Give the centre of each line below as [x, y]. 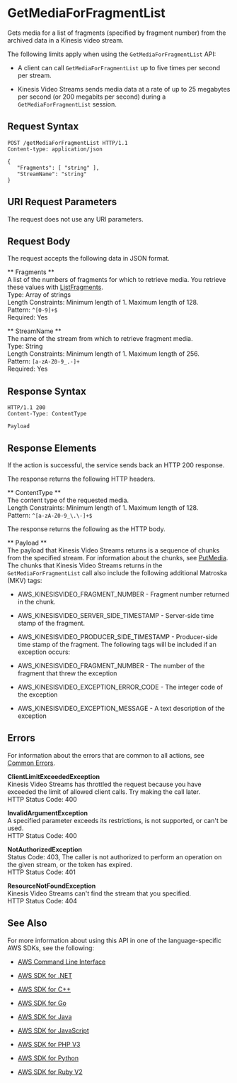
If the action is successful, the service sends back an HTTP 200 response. [116, 465]
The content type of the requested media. [68, 500]
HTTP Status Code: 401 [41, 872]
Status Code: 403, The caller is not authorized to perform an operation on [115, 856]
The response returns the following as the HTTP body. [86, 529]
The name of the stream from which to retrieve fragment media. [100, 339]
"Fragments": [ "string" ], [58, 168]
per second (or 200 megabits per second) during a [92, 97]
